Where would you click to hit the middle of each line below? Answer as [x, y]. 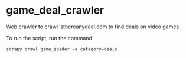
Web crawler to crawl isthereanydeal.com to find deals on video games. [94, 27]
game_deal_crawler [55, 10]
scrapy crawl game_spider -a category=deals [62, 49]
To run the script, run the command [49, 38]
